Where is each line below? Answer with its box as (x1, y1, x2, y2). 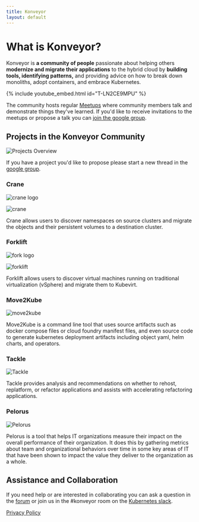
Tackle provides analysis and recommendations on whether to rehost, (6, 380, 177, 387)
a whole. (6, 458, 27, 465)
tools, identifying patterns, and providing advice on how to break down (6, 72, 183, 79)
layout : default (6, 14, 46, 20)
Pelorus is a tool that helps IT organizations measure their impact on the (6, 433, 182, 440)
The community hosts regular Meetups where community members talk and (6, 102, 192, 109)
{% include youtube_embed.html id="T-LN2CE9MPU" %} (6, 90, 147, 97)
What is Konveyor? (6, 40, 102, 54)
